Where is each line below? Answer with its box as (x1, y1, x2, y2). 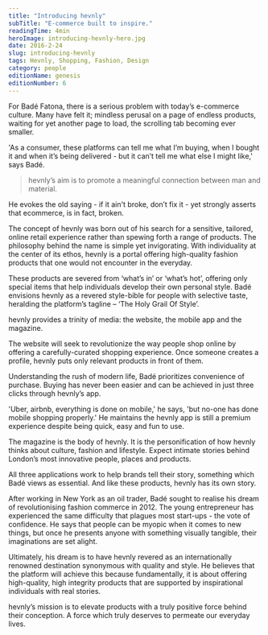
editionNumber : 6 (8, 79, 67, 87)
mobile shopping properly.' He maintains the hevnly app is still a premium (8, 412, 251, 423)
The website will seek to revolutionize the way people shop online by (8, 339, 237, 348)
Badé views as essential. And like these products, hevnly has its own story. (8, 478, 257, 488)
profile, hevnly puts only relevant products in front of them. (8, 356, 204, 365)
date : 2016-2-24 (8, 42, 63, 50)
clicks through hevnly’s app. (8, 388, 101, 398)
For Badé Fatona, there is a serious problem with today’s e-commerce (8, 101, 240, 111)
